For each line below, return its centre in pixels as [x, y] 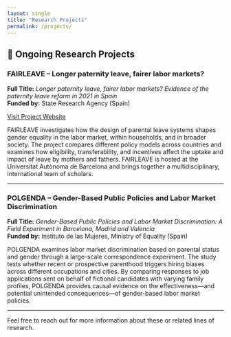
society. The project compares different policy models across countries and [114, 144]
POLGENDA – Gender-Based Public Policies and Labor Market [112, 198]
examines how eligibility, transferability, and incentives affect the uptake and [115, 152]
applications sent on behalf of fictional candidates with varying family [106, 279]
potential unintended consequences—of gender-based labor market [104, 294]
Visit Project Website [36, 117]
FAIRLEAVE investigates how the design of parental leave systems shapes [112, 130]
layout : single [29, 13]
